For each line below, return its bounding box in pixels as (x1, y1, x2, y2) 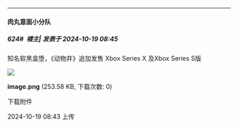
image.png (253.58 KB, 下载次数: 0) (7, 82, 113, 90)
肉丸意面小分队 (7, 17, 51, 25)
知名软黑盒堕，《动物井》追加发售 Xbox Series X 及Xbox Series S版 (7, 54, 202, 62)
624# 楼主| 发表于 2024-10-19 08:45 (7, 35, 118, 43)
